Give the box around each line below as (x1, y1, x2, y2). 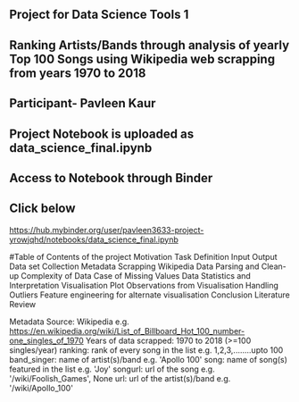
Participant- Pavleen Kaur (9, 96, 156, 111)
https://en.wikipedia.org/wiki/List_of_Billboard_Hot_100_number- (9, 325, 245, 336)
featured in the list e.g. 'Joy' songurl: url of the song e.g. (9, 364, 216, 374)
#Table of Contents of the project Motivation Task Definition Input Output (9, 251, 278, 262)
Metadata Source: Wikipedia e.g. (9, 316, 129, 327)
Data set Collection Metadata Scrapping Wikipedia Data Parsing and (9, 261, 260, 272)
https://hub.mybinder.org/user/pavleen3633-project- (9, 224, 204, 235)
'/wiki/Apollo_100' (9, 382, 74, 393)
